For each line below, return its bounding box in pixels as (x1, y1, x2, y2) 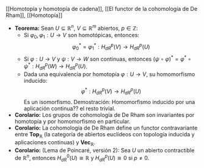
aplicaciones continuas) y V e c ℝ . (14, 139, 96, 148)
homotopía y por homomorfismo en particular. (14, 118, 131, 125)
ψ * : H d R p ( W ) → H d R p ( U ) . (23, 61, 88, 72)
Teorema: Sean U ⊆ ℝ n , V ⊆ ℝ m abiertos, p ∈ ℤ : (14, 24, 138, 32)
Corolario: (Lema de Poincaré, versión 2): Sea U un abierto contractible (14, 147, 195, 154)
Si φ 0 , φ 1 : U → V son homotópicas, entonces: (23, 31, 140, 40)
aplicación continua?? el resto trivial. (23, 105, 115, 112)
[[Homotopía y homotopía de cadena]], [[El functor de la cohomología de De (5, 5, 198, 12)
